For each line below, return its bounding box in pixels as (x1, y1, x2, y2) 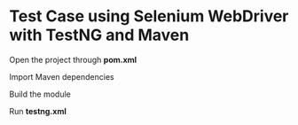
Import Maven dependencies (9, 71, 114, 82)
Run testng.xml (9, 105, 67, 116)
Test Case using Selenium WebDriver (9, 6, 289, 27)
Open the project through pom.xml (9, 54, 137, 65)
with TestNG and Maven (9, 25, 190, 45)
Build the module (9, 89, 71, 99)
